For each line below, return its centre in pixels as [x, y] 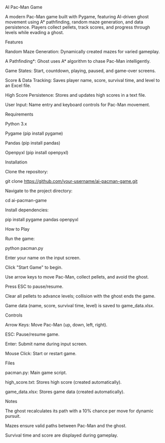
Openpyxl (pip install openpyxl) [37, 152]
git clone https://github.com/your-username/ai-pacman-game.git [71, 181]
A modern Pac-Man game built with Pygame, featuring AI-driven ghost [77, 17]
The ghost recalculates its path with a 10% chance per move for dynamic [80, 411]
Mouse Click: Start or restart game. [41, 353]
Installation [16, 162]
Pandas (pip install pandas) [33, 143]
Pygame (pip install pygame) [34, 133]
